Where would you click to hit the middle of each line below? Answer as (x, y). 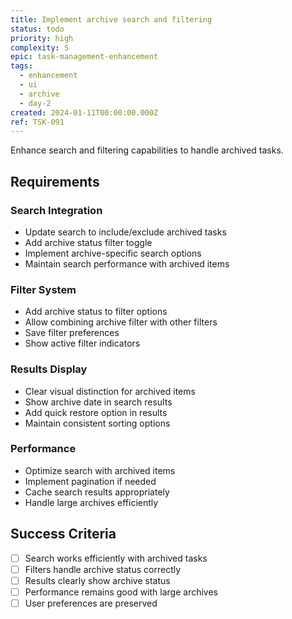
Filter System (43, 289)
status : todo (37, 29)
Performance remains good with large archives (121, 592)
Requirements (55, 181)
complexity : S (40, 47)
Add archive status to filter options (96, 312)
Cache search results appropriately (97, 492)
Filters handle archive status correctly (103, 569)
